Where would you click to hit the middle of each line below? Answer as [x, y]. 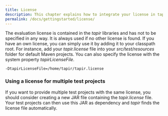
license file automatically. [31, 108]
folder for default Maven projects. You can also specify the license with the [82, 54]
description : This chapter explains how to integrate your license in [80, 14]
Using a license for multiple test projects [55, 81]
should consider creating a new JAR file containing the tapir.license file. [79, 97]
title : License [21, 10]
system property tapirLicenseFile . [40, 60]
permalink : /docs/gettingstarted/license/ [50, 19]
